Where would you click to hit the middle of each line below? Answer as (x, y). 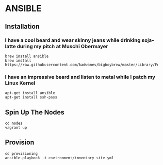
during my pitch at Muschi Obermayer (62, 46)
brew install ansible (27, 56)
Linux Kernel (20, 83)
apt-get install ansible (30, 93)
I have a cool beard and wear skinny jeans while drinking (73, 40)
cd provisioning (21, 153)
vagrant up (16, 127)
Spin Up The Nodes (35, 112)
